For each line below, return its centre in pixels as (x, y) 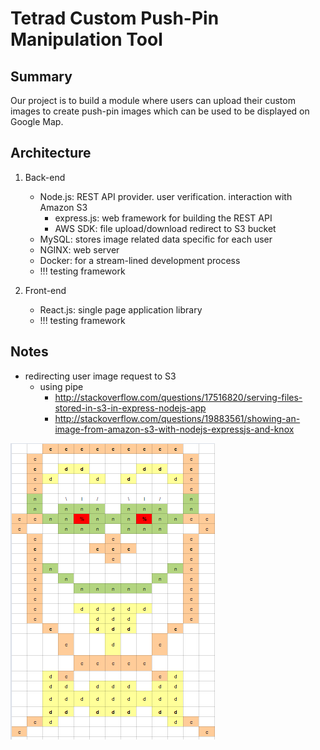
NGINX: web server (79, 249)
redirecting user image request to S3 (100, 376)
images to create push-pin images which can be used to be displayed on (160, 111)
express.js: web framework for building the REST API (163, 218)
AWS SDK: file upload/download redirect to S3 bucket (165, 228)
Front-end (45, 290)
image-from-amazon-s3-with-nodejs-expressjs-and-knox (174, 429)
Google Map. (37, 121)
